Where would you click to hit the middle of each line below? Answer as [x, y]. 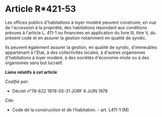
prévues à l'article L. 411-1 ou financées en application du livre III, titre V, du [80, 33]
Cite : [10, 100]
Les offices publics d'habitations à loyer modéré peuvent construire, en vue [81, 22]
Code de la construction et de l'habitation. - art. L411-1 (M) [71, 110]
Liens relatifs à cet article [31, 72]
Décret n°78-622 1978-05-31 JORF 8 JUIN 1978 [60, 91]
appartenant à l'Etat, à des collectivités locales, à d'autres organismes [75, 52]
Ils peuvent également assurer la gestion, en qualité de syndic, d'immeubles [81, 47]
